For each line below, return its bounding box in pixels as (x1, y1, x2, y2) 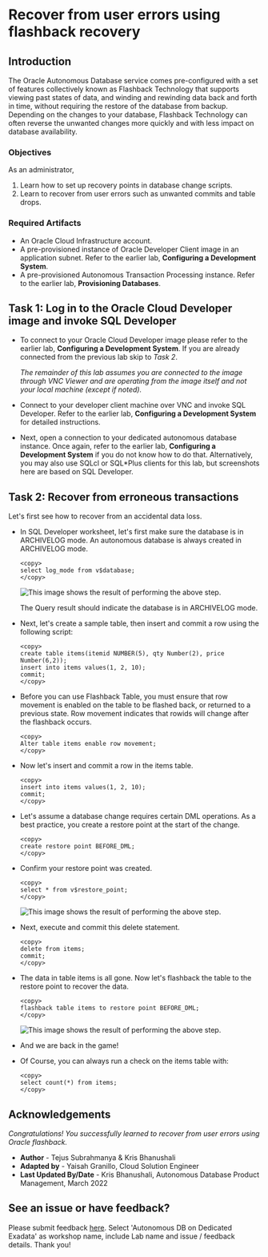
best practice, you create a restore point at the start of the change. (19, 820, 240, 830)
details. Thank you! (8, 1239, 71, 1249)
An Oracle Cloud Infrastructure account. (19, 236, 153, 245)
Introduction (8, 54, 72, 68)
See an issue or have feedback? (8, 1202, 170, 1215)
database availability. (8, 127, 78, 136)
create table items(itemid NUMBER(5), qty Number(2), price (19, 650, 225, 658)
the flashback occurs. (19, 717, 92, 727)
